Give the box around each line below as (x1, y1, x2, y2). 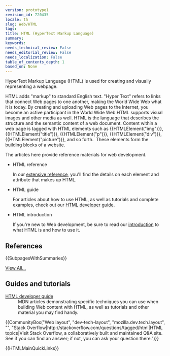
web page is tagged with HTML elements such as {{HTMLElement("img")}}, (5, 125, 163, 132)
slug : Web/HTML (5, 21, 38, 27)
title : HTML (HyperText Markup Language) (5, 31, 94, 36)
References (5, 242, 43, 250)
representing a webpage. (5, 83, 58, 89)
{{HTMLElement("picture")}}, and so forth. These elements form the (5, 137, 149, 143)
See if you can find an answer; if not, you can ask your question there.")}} (5, 335, 159, 341)
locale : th (5, 17, 28, 22)
